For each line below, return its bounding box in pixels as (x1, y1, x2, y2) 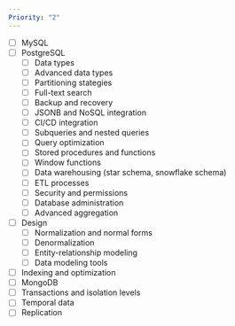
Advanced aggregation (34, 207, 119, 218)
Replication (20, 307, 63, 318)
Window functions (34, 157, 101, 168)
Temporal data (20, 298, 74, 308)
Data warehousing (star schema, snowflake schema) (34, 167, 227, 178)
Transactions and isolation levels (20, 287, 141, 298)
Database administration (34, 197, 124, 208)
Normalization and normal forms (34, 227, 153, 237)
